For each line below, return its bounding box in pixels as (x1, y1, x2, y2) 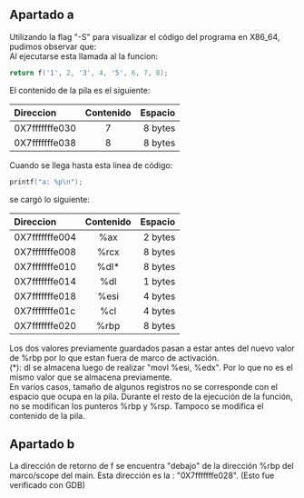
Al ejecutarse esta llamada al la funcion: (9, 50, 159, 62)
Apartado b (9, 436, 75, 452)
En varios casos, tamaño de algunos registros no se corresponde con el (9, 381, 279, 392)
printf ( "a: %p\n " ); (9, 177, 83, 186)
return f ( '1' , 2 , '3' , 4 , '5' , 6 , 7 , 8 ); (9, 68, 169, 77)
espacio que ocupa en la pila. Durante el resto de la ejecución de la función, (9, 391, 293, 402)
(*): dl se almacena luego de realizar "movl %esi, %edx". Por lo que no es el (9, 362, 293, 373)
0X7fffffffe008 (14, 245, 77, 258)
